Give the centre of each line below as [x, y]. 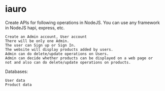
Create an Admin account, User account [46, 37]
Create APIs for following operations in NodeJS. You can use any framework [82, 23]
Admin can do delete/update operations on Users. [57, 54]
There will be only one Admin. [37, 41]
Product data [18, 85]
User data [15, 80]
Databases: [17, 71]
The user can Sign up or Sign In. [41, 45]
